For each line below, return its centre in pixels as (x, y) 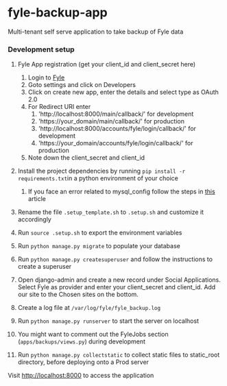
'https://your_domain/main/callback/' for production (111, 121)
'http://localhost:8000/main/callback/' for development (116, 114)
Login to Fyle (46, 77)
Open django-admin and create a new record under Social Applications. (119, 280)
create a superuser (45, 267)
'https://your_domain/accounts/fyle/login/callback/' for (116, 143)
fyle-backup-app (58, 13)
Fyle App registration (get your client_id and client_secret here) (107, 64)
